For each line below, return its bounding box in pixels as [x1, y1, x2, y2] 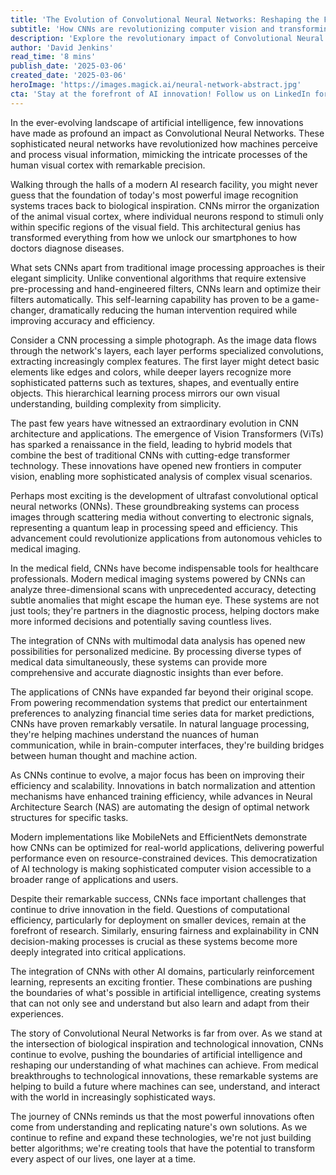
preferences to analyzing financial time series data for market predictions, [10, 707, 315, 719]
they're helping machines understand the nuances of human [10, 728, 259, 740]
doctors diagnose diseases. [10, 242, 125, 254]
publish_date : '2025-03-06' [10, 61, 128, 71]
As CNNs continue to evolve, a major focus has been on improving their [10, 769, 305, 781]
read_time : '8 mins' [10, 52, 97, 62]
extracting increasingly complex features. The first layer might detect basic [10, 355, 320, 367]
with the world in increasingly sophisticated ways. [10, 1091, 216, 1103]
